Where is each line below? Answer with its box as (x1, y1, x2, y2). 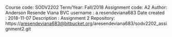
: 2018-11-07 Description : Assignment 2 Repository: (5, 15, 116, 21)
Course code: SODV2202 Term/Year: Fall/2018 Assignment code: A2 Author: (5, 5, 167, 10)
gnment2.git (5, 26, 31, 32)
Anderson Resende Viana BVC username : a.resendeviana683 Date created (5, 10, 165, 16)
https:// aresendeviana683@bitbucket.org (5, 20, 93, 26)
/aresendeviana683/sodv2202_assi (92, 20, 167, 26)
